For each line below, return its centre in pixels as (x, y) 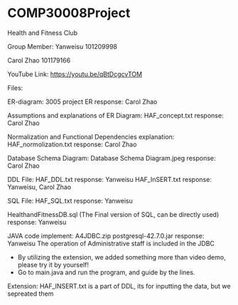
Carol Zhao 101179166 (39, 60)
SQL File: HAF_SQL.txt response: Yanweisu (70, 200)
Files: (15, 87)
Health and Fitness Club (43, 33)
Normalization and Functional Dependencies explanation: (91, 137)
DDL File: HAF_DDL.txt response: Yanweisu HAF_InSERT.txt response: (109, 179)
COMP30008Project (69, 13)
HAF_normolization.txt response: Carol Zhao (72, 144)
